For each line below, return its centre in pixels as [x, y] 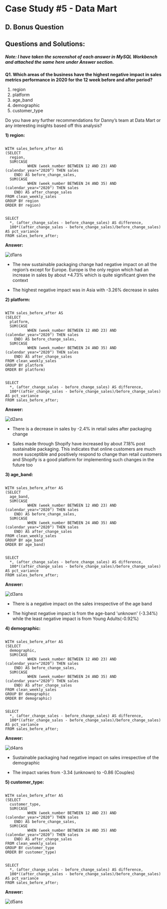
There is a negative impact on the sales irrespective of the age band [82, 604]
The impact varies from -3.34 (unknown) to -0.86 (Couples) [74, 772]
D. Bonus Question [35, 27]
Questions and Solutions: [45, 44]
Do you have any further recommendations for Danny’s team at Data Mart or [83, 120]
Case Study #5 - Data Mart [61, 9]
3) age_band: [19, 474]
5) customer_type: [25, 782]
